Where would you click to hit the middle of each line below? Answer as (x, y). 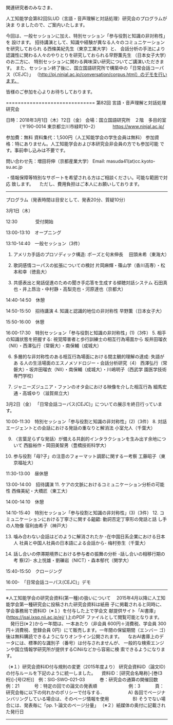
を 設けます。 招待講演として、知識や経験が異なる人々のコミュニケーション (85, 42)
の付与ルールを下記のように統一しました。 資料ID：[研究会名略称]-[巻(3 (84, 673)
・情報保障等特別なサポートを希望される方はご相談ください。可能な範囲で (84, 177)
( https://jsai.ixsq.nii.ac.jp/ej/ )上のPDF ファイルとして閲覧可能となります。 (84, 617)
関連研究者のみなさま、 (31, 7)
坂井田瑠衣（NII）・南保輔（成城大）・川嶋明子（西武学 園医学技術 (98, 369)
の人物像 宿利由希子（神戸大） (38, 525)
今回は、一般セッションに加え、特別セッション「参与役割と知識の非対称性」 (87, 36)
